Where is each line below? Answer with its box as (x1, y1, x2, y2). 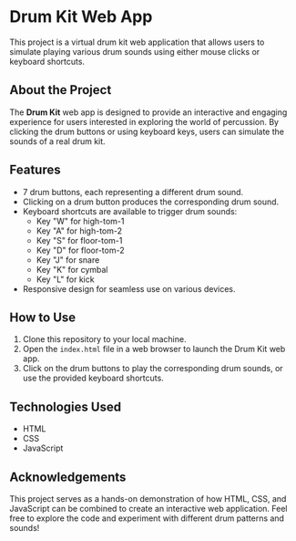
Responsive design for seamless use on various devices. (22, 283, 236, 294)
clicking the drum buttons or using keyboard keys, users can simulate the (9, 126, 285, 137)
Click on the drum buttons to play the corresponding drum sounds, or (22, 363, 284, 374)
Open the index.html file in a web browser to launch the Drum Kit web (22, 344, 286, 355)
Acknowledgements (9, 469, 127, 484)
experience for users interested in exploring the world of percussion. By (9, 116, 280, 127)
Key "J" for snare (36, 254, 100, 265)
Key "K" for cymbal (36, 264, 108, 275)
